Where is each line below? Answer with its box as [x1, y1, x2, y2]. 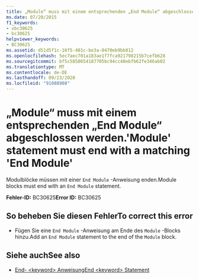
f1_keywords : [6, 20, 38, 26]
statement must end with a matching [6, 144, 191, 157]
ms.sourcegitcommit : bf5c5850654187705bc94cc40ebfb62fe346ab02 [6, 58, 166, 64]
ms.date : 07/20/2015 [6, 14, 57, 20]
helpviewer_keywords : [6, 36, 60, 42]
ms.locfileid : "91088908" [6, 81, 70, 87]
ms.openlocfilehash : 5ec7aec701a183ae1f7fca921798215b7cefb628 [6, 53, 166, 59]
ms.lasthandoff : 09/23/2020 [6, 75, 76, 81]
